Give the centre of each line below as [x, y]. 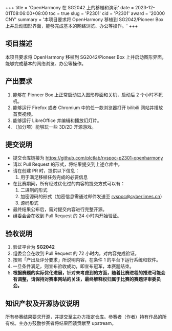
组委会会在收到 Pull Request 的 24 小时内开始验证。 [67, 216]
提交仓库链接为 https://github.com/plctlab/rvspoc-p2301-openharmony [88, 158]
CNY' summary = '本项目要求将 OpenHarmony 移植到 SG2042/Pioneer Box [84, 19]
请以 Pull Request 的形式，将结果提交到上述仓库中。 [68, 164]
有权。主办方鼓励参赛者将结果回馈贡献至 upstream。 [61, 323]
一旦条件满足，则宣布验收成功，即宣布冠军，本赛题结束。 [73, 266]
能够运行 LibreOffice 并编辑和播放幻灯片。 [57, 120]
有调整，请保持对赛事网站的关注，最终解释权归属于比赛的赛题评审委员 [87, 279]
